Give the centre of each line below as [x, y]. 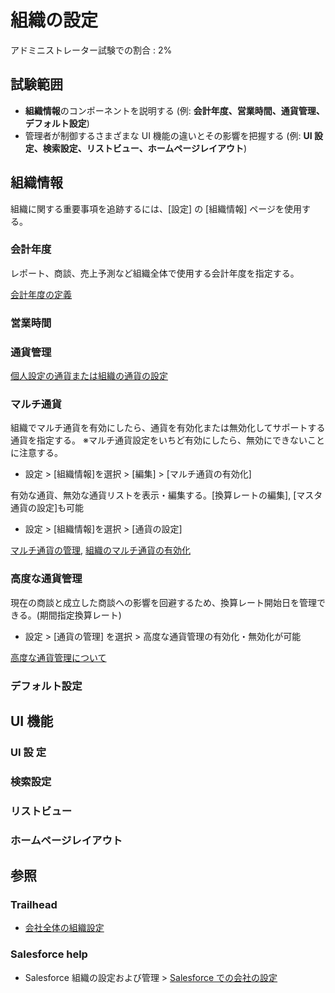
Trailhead [34, 904]
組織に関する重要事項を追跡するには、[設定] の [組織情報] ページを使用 [156, 208]
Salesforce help [49, 954]
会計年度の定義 [41, 294]
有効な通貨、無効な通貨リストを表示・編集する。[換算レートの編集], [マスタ [166, 495]
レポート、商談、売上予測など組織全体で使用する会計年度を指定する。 [155, 273]
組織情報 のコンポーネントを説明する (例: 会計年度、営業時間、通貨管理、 [174, 110]
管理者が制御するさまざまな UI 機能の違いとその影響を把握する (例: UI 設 [173, 135]
